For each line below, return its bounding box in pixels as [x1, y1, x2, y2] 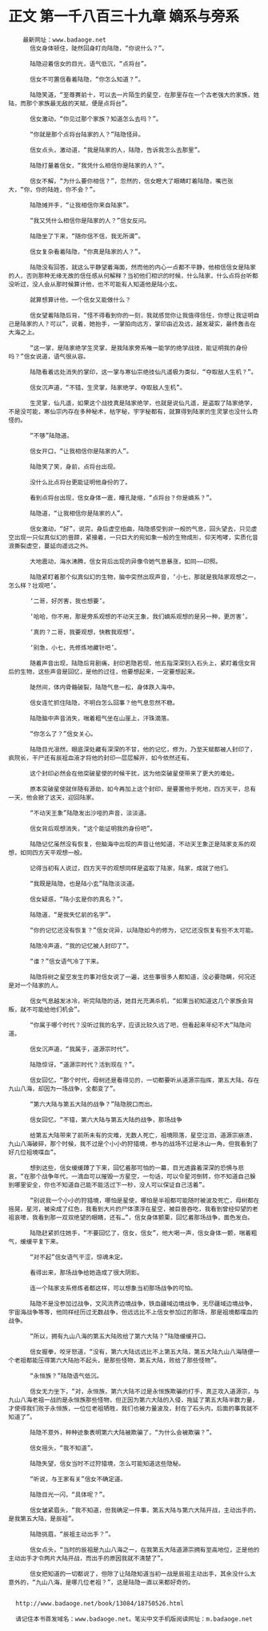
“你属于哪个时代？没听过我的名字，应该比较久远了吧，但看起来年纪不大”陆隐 [29, 1021, 246, 1029]
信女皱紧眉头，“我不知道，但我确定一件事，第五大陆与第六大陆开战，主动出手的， [29, 1506, 260, 1514]
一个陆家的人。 [19, 981, 62, 990]
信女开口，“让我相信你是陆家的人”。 [29, 447, 133, 455]
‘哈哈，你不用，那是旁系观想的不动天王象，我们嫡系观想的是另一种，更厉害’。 [29, 613, 252, 621]
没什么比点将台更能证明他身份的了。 [29, 478, 132, 486]
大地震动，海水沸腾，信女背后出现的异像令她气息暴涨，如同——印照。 [29, 557, 222, 565]
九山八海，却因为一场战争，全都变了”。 [8, 1084, 120, 1093]
